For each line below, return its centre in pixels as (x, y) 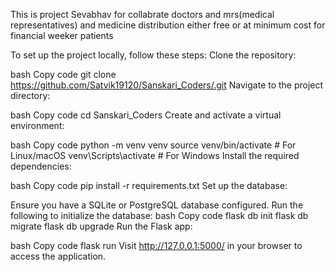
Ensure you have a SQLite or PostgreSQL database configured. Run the (157, 205)
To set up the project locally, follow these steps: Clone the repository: (153, 55)
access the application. (58, 256)
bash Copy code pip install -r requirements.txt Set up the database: (149, 185)
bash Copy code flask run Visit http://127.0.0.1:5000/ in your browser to (156, 245)
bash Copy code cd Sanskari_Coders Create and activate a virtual (146, 115)
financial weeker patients (62, 35)
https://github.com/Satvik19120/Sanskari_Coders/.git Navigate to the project (167, 85)
